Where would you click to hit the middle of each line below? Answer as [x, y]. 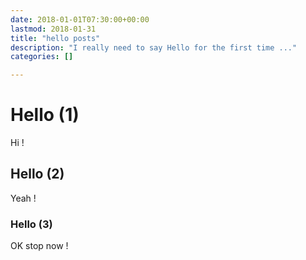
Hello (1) [45, 115]
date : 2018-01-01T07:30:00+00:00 [80, 19]
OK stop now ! [39, 246]
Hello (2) [37, 174]
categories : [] [42, 57]
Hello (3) [31, 224]
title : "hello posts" [55, 38]
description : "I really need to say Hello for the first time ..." [154, 47]
